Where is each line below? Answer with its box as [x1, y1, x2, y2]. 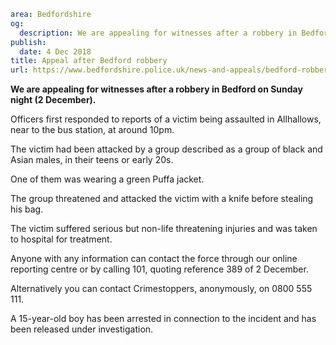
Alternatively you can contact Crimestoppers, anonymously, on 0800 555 [10, 283, 313, 295]
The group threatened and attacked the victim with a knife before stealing [10, 193, 314, 205]
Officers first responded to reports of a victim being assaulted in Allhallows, [10, 113, 322, 125]
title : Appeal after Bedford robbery [10, 56, 168, 66]
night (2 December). [10, 94, 97, 106]
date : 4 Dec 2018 [19, 46, 92, 57]
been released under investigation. [10, 323, 154, 335]
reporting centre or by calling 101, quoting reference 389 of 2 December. [10, 263, 309, 275]
